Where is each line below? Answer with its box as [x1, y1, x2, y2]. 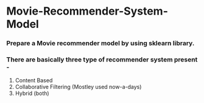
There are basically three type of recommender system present [6, 55, 198, 64]
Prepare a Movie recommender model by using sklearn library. [6, 39, 195, 48]
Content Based [15, 77, 53, 84]
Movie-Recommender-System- [6, 4, 169, 18]
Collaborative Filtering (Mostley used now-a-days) [15, 83, 142, 91]
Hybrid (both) [15, 90, 50, 97]
